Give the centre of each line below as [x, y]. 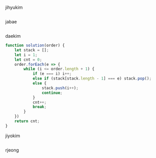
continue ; [52, 93]
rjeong [12, 150]
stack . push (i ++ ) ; [60, 88]
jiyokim [13, 136]
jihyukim [14, 7]
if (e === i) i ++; [52, 74]
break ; [40, 107]
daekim [13, 36]
